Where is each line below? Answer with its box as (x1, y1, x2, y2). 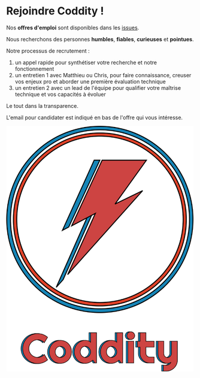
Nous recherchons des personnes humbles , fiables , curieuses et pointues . (6, 35, 195, 43)
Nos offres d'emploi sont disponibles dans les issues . (6, 24, 140, 31)
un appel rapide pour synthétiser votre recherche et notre (14, 59, 157, 66)
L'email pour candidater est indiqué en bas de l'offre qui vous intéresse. (6, 114, 183, 121)
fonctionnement (14, 65, 54, 72)
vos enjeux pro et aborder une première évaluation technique (14, 78, 166, 85)
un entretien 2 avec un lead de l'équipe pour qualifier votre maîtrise (14, 84, 181, 91)
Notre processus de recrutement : (6, 47, 90, 55)
